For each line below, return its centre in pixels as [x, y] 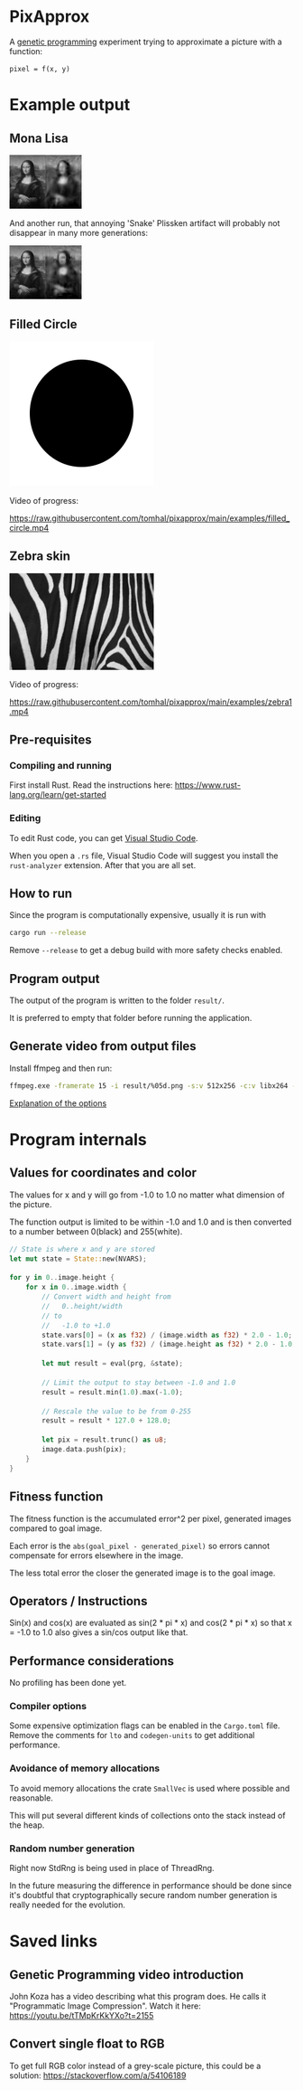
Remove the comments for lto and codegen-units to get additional [132, 1735]
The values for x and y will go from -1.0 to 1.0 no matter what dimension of [147, 1195]
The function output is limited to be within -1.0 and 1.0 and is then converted [151, 1222]
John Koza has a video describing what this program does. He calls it [138, 1997]
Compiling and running [61, 765]
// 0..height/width [83, 1306]
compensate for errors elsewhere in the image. [96, 1555]
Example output [70, 105]
